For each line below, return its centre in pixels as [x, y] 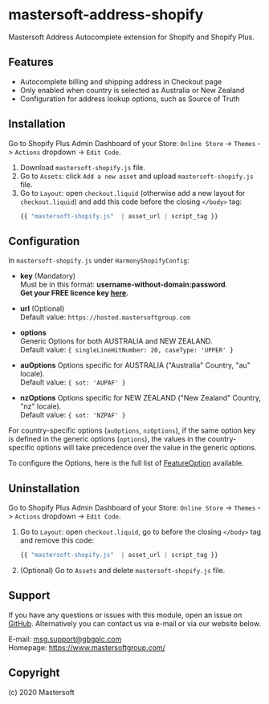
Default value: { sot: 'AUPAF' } [73, 382]
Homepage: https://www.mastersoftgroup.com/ [87, 647]
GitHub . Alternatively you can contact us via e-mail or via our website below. [134, 623]
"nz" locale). [41, 406]
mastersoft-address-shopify [106, 15]
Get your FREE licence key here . [74, 293]
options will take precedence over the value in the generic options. [147, 448]
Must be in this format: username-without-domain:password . [124, 285]
